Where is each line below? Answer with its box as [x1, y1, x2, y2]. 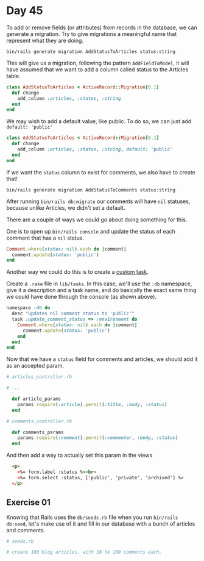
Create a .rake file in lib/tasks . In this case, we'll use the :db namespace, [6, 280, 192, 287]
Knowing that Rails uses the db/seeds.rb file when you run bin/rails [6, 513, 178, 521]
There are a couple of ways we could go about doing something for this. [6, 216, 188, 223]
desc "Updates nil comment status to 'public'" [12, 310, 135, 317]
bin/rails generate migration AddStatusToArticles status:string [6, 48, 175, 55]
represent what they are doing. [6, 37, 84, 44]
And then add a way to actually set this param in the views [6, 452, 153, 459]
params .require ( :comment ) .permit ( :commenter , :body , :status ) [17, 435, 178, 441]
